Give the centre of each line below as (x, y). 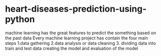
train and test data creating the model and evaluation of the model (72, 48)
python (20, 19)
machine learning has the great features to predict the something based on (81, 33)
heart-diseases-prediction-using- (76, 9)
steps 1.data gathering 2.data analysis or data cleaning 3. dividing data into (80, 43)
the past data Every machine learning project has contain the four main (77, 38)
